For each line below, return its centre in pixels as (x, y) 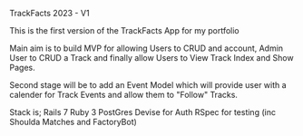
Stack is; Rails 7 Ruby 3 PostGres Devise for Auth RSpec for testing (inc (143, 112)
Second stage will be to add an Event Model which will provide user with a (148, 85)
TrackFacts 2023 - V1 (49, 13)
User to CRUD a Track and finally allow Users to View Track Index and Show (151, 58)
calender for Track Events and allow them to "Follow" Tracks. (124, 95)
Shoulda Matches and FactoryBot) (73, 122)
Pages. (22, 68)
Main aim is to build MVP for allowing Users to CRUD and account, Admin (147, 48)
